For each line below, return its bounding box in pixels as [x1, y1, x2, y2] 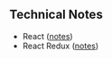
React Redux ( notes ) [22, 40, 99, 51]
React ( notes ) [22, 30, 74, 41]
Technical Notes [9, 7, 104, 22]
